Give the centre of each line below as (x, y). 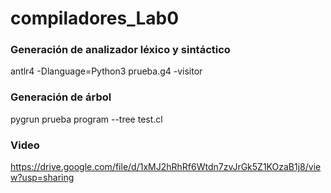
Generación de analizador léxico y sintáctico (120, 50)
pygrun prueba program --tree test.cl (86, 119)
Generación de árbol (61, 97)
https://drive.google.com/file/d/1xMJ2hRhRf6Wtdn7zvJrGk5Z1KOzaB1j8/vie (166, 167)
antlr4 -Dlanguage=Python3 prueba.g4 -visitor (106, 71)
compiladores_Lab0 (95, 18)
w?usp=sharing (42, 178)
